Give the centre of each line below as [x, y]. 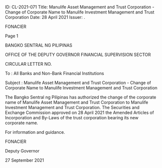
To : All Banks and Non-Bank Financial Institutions [55, 73]
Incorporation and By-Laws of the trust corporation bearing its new [72, 118]
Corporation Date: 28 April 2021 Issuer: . [45, 17]
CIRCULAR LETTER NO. [29, 64]
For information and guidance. [35, 132]
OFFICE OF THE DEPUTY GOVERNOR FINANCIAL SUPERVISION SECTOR [78, 55]
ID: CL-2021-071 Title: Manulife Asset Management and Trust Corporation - [80, 7]
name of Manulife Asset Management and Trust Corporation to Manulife [77, 102]
